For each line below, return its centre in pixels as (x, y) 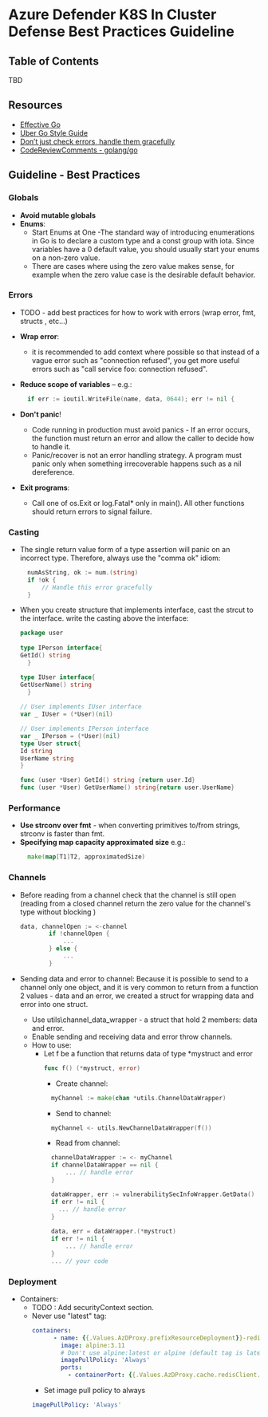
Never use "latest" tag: (69, 1316)
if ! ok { (42, 580)
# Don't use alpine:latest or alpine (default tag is (152, 1353)
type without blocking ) (58, 912)
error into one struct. (54, 1004)
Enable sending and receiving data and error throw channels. (132, 1036)
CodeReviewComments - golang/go (79, 150)
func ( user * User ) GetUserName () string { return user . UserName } (127, 787)
